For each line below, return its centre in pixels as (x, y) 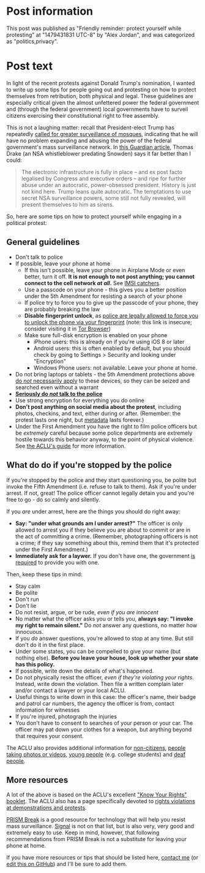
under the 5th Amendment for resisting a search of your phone (103, 296)
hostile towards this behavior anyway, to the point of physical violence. (105, 439)
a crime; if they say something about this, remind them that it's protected (107, 543)
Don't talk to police (39, 257)
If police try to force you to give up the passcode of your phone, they (111, 302)
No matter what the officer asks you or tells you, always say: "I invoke (104, 619)
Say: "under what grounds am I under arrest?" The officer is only (99, 523)
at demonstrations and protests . (47, 808)
